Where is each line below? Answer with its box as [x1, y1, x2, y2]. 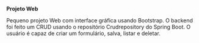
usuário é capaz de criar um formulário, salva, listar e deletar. [6, 30, 161, 37]
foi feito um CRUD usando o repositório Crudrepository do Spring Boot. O [6, 24, 191, 30]
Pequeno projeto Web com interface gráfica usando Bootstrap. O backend [6, 17, 194, 24]
